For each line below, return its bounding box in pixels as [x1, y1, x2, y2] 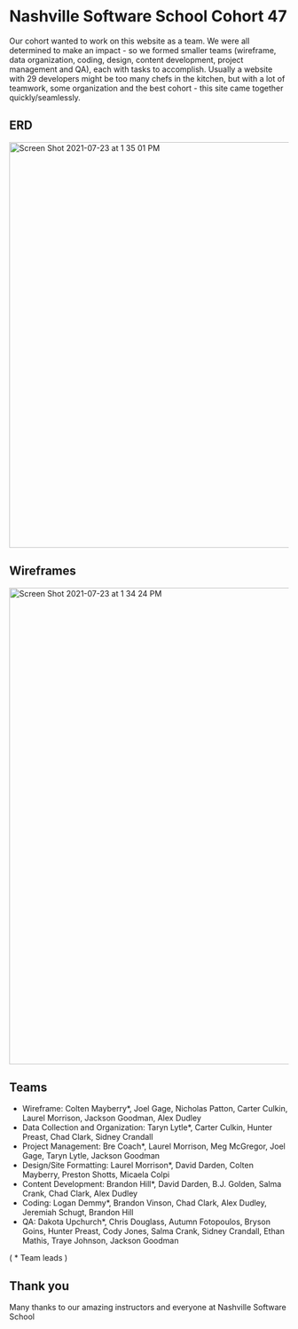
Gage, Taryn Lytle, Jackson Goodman [21, 1151, 161, 1161]
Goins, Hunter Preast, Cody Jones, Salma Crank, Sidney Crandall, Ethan [21, 1226, 286, 1237]
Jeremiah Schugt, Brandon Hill [21, 1207, 134, 1218]
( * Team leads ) [9, 1253, 68, 1263]
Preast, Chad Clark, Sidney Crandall [21, 1132, 153, 1143]
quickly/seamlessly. [9, 91, 82, 103]
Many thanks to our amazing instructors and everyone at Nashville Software [9, 1302, 286, 1313]
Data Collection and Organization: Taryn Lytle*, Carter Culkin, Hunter [21, 1122, 273, 1133]
